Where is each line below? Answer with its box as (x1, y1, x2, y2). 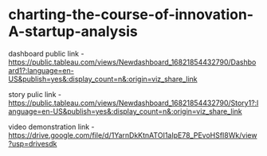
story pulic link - (8, 89, 62, 99)
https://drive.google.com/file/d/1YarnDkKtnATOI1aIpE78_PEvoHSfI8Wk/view (8, 130, 257, 140)
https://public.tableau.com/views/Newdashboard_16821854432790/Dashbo (8, 57, 257, 67)
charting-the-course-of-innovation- (8, 6, 253, 24)
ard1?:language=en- (8, 65, 74, 75)
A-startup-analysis (8, 22, 138, 41)
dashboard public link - (8, 49, 84, 58)
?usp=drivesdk (8, 138, 57, 148)
